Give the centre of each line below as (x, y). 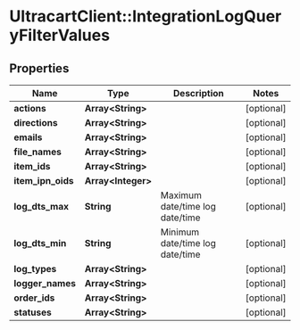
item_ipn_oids (44, 181)
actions (30, 108)
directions (36, 123)
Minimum (180, 232)
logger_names (45, 283)
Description (199, 93)
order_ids (34, 298)
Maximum (181, 195)
